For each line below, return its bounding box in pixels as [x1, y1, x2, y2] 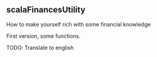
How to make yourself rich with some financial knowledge [6, 20, 151, 28]
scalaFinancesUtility [6, 5, 86, 15]
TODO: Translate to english [6, 44, 74, 51]
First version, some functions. [6, 32, 81, 40]
